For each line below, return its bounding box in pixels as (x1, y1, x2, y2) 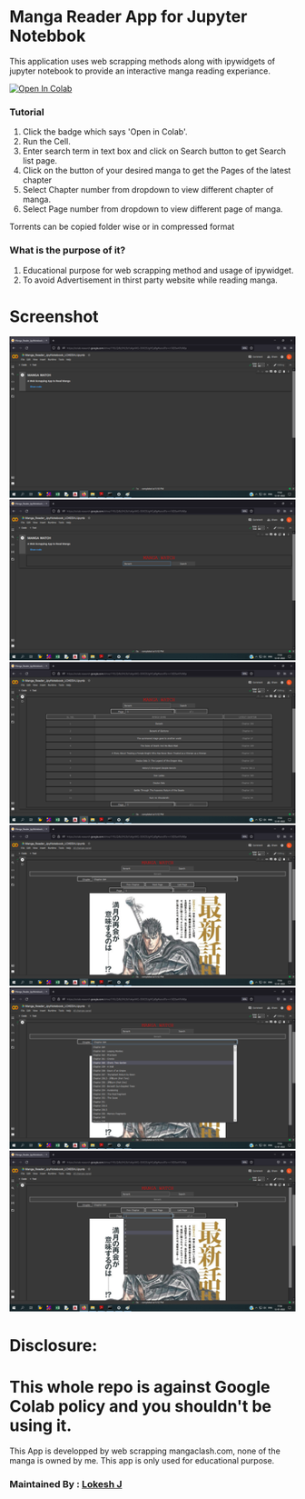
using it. (9, 1415, 73, 1435)
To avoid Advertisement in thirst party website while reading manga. (22, 275, 279, 285)
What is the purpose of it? (9, 244, 126, 256)
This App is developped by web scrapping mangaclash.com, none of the (9, 1445, 281, 1456)
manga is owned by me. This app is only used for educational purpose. (9, 1454, 275, 1465)
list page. (22, 155, 57, 166)
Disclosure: (9, 1334, 98, 1355)
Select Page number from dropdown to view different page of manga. (22, 204, 283, 215)
